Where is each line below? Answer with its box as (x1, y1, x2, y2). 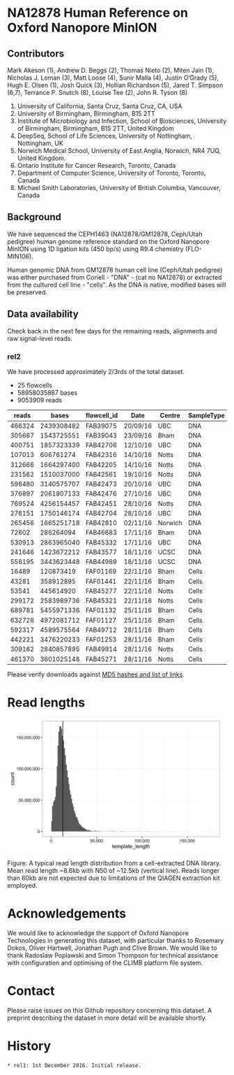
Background (7, 211, 61, 223)
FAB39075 (86, 421, 117, 430)
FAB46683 (86, 528, 117, 537)
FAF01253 (86, 635, 117, 644)
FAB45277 (86, 586, 117, 595)
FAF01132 (86, 606, 117, 614)
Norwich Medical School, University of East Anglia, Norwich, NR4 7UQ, (17, 147, 221, 154)
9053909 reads (17, 396, 63, 404)
